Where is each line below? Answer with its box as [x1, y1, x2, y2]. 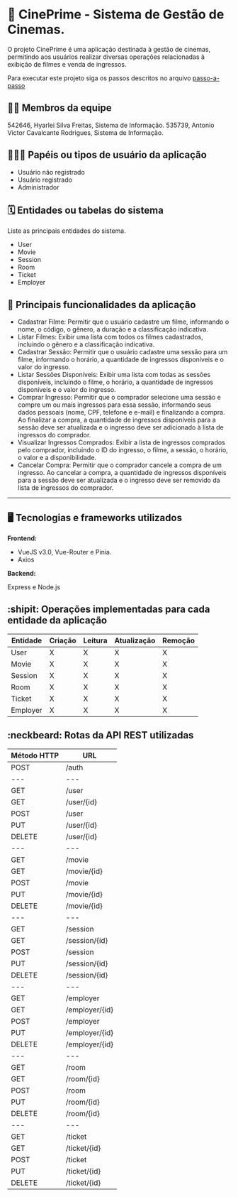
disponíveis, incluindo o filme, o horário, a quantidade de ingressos [17, 378, 214, 386]
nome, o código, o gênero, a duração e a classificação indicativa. [17, 325, 209, 334]
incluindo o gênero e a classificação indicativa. [17, 340, 155, 349]
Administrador [17, 182, 59, 191]
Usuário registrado [17, 175, 73, 184]
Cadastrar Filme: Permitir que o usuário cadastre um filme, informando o [17, 317, 229, 326]
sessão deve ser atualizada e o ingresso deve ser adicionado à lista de [17, 423, 225, 432]
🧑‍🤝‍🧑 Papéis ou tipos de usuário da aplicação [7, 149, 207, 161]
